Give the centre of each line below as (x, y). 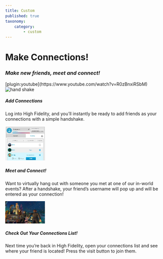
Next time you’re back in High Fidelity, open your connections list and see (81, 246)
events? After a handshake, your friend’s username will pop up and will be (82, 189)
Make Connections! (47, 57)
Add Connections (24, 101)
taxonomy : (16, 21)
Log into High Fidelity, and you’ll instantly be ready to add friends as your (81, 114)
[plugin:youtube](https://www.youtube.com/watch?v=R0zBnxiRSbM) (76, 84)
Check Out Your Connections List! (42, 233)
